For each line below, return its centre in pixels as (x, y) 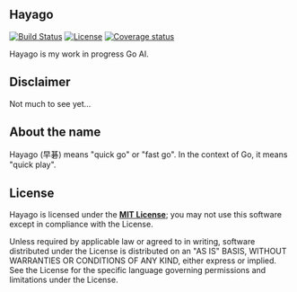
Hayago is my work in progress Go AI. (79, 54)
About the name (55, 133)
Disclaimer (40, 82)
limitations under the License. (64, 280)
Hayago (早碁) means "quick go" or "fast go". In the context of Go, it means (148, 155)
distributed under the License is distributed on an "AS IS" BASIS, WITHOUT (148, 252)
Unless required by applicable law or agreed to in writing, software (132, 242)
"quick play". (33, 164)
